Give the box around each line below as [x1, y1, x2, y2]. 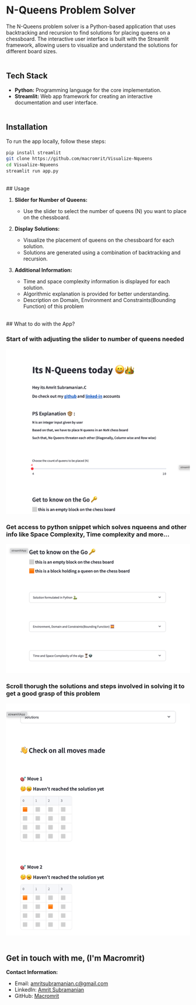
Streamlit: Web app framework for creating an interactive [14, 92, 153, 100]
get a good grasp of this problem [6, 690, 100, 698]
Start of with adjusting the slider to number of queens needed [6, 335, 185, 343]
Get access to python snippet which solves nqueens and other [6, 523, 187, 531]
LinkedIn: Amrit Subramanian [14, 986, 85, 993]
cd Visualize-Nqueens [6, 162, 59, 168]
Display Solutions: [14, 225, 60, 232]
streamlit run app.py [6, 168, 59, 174]
